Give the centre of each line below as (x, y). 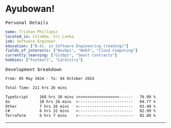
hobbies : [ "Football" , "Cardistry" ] (44, 60)
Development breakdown (34, 70)
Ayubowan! (30, 9)
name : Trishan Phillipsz (32, 32)
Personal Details (27, 23)
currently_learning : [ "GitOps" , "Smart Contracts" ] (61, 55)
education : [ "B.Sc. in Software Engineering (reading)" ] (67, 46)
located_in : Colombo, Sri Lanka (39, 36)
